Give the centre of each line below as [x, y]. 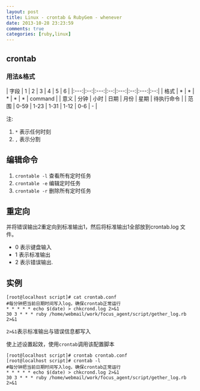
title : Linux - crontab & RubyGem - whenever [64, 17]
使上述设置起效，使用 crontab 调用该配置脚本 [61, 344]
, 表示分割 [28, 139]
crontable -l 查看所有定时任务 [53, 176]
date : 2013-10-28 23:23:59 [40, 23]
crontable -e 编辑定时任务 [48, 183]
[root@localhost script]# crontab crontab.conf [67, 356]
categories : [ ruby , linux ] [38, 34]
